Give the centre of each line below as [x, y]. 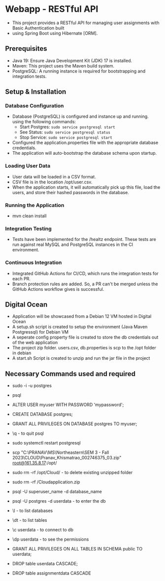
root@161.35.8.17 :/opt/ [34, 463]
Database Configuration [34, 106]
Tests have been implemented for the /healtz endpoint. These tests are [84, 239]
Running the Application [35, 205]
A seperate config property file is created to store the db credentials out [85, 337]
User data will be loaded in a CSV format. [54, 176]
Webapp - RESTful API [52, 9]
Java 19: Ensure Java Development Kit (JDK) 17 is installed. [72, 61]
